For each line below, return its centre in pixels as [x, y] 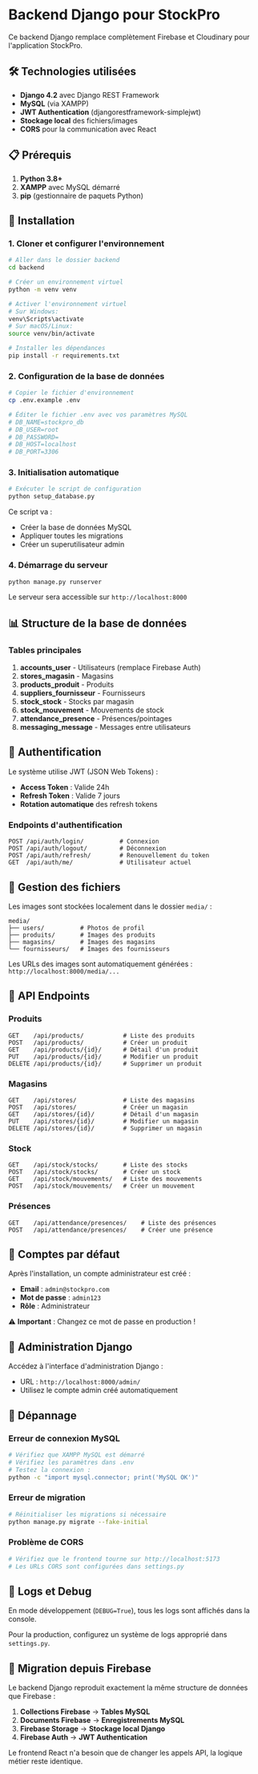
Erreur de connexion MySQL [64, 1438]
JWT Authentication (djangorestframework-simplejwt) [111, 112]
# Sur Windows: [34, 311]
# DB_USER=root [34, 429]
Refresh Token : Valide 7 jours [70, 796]
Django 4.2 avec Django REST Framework [89, 95]
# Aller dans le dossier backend [64, 260]
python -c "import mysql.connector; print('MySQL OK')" [103, 1477]
